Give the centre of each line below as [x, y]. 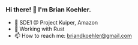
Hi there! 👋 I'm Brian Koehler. [48, 10]
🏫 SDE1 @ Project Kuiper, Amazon [56, 23]
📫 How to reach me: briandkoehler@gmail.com [73, 36]
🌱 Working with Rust [39, 29]
